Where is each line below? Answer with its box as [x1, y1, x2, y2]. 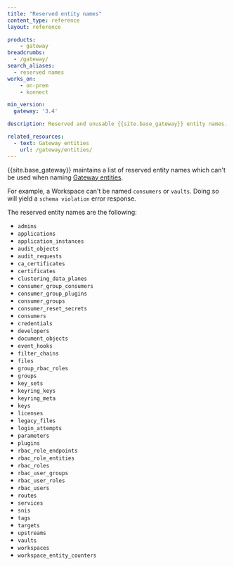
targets [17, 522, 40, 529]
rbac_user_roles [17, 477, 65, 484]
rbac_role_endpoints [17, 447, 78, 454]
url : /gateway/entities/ [20, 146, 93, 153]
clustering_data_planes [17, 275, 88, 282]
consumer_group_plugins [17, 290, 88, 297]
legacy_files [17, 417, 56, 424]
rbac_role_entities [17, 455, 75, 462]
